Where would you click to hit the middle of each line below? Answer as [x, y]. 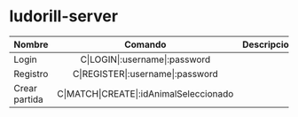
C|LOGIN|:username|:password [145, 59]
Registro [31, 74]
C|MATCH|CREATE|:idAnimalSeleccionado [145, 93]
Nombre [31, 44]
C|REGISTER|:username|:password [145, 74]
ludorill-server [63, 16]
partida [29, 99]
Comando [145, 44]
